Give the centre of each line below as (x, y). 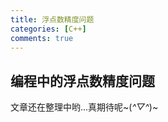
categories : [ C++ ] (48, 29)
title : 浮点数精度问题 (52, 19)
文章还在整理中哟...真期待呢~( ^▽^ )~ (84, 107)
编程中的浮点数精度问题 (82, 81)
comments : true (42, 38)
